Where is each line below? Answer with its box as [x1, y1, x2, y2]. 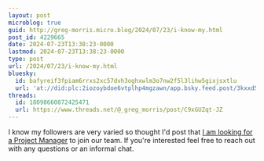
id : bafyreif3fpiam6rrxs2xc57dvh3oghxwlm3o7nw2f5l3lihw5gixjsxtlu [15, 77, 237, 84]
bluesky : [8, 70, 37, 77]
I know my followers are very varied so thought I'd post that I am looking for [8, 127, 253, 137]
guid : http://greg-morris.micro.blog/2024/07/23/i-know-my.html [8, 26, 223, 34]
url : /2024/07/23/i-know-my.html [8, 63, 118, 70]
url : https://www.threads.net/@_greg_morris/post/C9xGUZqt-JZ [15, 106, 223, 114]
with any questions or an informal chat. [8, 144, 134, 153]
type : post [8, 55, 44, 63]
